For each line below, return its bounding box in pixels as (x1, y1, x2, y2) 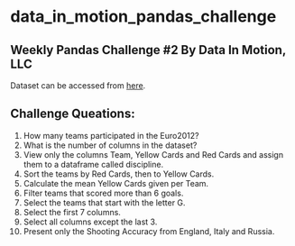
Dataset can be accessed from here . (10, 80, 146, 91)
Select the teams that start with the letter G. (23, 196, 186, 208)
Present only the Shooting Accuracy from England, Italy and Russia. (23, 225, 275, 236)
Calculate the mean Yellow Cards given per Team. (23, 178, 209, 188)
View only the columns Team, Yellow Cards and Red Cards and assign (23, 149, 283, 159)
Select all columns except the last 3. (23, 216, 158, 227)
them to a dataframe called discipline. (23, 159, 164, 169)
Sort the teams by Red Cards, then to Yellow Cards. (23, 169, 215, 179)
